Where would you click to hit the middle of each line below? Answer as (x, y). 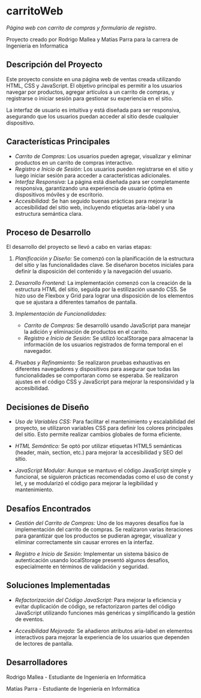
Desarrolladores (37, 663)
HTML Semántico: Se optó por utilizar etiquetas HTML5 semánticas (98, 446)
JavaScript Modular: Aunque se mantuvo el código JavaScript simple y (103, 471)
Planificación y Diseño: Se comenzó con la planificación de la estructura (104, 259)
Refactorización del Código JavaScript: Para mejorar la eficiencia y (98, 600)
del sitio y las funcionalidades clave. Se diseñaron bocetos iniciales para (104, 265)
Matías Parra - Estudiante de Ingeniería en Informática (73, 688)
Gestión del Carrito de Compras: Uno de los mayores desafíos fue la (99, 523)
